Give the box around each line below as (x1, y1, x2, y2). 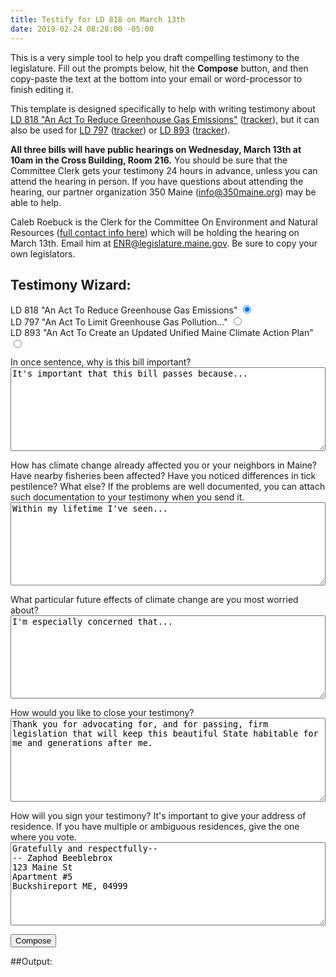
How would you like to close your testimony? (10, 707, 195, 719)
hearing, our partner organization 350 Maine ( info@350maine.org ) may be (10, 186, 317, 198)
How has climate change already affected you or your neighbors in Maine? (10, 459, 318, 471)
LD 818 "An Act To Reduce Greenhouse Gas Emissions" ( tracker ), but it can (10, 113, 320, 125)
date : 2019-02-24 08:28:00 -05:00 (10, 24, 155, 34)
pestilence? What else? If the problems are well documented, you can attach (10, 480, 326, 492)
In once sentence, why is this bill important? (10, 356, 192, 368)
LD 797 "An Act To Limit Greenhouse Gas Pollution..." (10, 316, 228, 328)
